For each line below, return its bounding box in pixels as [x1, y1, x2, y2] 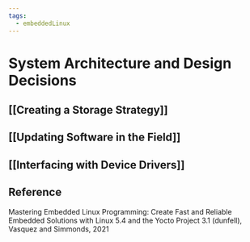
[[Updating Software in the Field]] [8, 131, 181, 144]
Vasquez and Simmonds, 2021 [8, 223, 109, 234]
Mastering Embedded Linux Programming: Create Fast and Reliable [8, 207, 232, 216]
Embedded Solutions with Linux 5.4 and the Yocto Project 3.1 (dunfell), [8, 215, 243, 225]
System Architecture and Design [8, 54, 232, 73]
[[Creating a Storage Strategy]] [8, 103, 168, 117]
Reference [8, 186, 62, 199]
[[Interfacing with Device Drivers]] [8, 158, 185, 172]
